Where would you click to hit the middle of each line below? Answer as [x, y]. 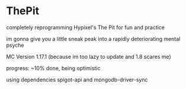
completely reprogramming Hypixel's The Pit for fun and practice [85, 27]
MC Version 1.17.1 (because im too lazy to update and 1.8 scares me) [89, 56]
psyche [15, 45]
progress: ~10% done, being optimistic [53, 68]
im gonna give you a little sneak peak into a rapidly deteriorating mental [93, 39]
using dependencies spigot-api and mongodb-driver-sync [77, 80]
